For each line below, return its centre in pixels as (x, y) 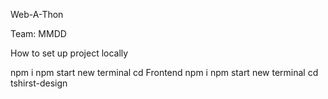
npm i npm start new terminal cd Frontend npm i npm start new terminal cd (164, 72)
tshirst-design (39, 83)
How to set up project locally (69, 53)
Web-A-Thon (37, 14)
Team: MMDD (38, 33)
